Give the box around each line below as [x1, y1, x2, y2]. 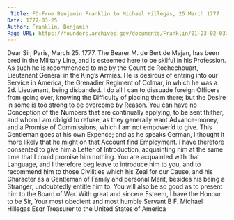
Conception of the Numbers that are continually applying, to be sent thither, [7, 108, 224, 117]
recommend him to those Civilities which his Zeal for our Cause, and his [7, 168, 214, 176]
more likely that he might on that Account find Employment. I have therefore [7, 138, 225, 147]
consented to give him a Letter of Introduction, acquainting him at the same [7, 145, 224, 154]
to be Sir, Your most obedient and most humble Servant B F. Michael [7, 197, 203, 206]
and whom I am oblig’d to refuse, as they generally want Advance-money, [7, 116, 219, 124]
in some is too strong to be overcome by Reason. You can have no [7, 101, 197, 109]
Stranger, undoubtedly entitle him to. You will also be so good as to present [7, 182, 223, 191]
